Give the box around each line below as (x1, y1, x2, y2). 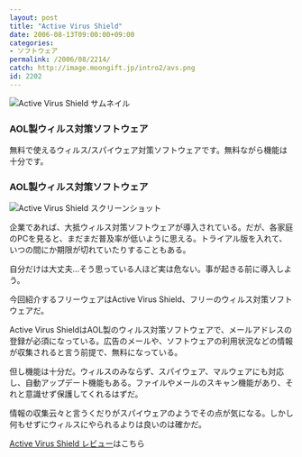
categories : (9, 38, 54, 48)
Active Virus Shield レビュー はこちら (9, 438, 145, 449)
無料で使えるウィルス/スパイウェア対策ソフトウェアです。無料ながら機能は (9, 145, 288, 156)
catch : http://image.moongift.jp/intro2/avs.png (9, 64, 196, 73)
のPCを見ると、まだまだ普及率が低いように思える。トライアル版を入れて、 (9, 233, 288, 244)
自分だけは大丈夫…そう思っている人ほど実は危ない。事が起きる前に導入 (9, 263, 277, 275)
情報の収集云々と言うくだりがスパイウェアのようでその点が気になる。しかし (9, 407, 294, 419)
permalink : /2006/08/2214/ (9, 55, 111, 64)
